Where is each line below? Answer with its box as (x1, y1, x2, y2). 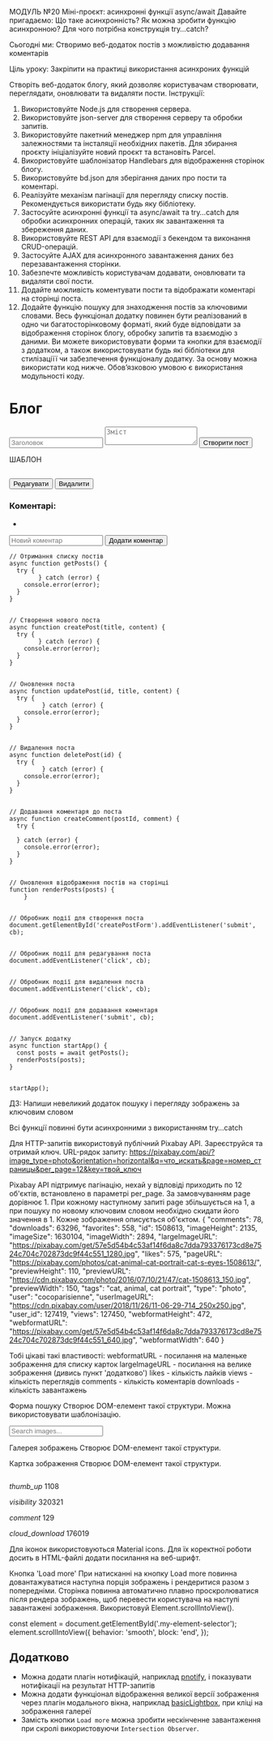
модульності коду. (20, 371, 85, 380)
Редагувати (13, 480, 49, 489)
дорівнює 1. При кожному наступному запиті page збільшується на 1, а (9, 1197, 255, 1207)
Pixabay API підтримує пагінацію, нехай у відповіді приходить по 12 (9, 1179, 242, 1190)
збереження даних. (20, 225, 88, 234)
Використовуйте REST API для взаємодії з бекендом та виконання (20, 233, 250, 242)
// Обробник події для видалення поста (9, 977, 144, 986)
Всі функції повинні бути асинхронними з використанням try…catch (9, 1123, 243, 1132)
